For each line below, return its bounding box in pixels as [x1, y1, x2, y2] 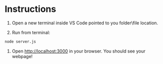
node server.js [4, 39, 36, 44]
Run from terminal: [11, 29, 50, 35]
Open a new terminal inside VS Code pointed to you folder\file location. [11, 20, 158, 26]
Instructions [4, 3, 56, 15]
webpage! [11, 53, 33, 59]
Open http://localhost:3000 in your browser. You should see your [11, 48, 146, 54]
